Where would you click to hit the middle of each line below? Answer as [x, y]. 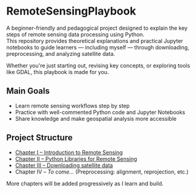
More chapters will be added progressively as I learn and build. [85, 183]
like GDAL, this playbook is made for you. [58, 72]
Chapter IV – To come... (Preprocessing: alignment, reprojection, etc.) [102, 172]
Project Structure [39, 138]
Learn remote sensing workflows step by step [72, 106]
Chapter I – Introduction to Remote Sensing [69, 152]
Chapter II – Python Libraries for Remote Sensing [76, 158]
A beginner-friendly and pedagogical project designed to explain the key [97, 28]
